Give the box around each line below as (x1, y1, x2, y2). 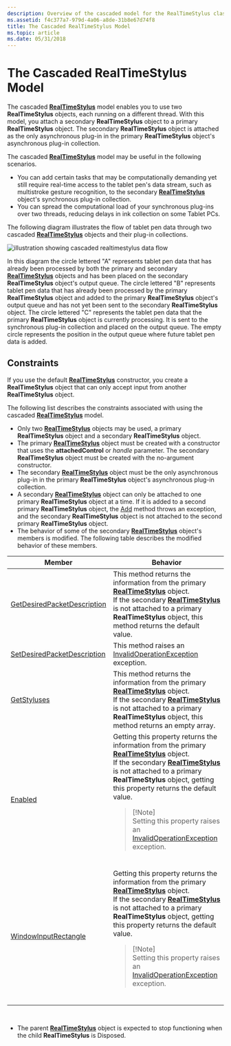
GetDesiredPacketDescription (10, 599, 107, 609)
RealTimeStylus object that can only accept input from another (7, 383, 187, 391)
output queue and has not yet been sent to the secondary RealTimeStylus (7, 301, 218, 310)
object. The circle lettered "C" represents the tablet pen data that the (7, 308, 202, 317)
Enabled (10, 794, 37, 804)
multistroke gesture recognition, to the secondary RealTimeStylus (16, 188, 206, 196)
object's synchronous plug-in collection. (16, 195, 132, 204)
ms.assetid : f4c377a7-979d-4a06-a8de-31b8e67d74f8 (7, 17, 155, 23)
